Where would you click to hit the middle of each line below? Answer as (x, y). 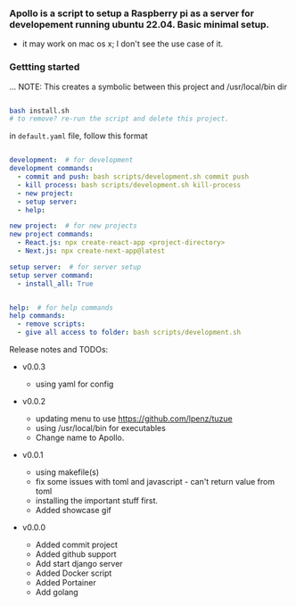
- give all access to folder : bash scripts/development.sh (129, 333)
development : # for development (71, 160)
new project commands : (51, 235)
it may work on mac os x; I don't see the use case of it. (123, 44)
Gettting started (45, 67)
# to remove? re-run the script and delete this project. (119, 119)
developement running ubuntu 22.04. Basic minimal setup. (140, 24)
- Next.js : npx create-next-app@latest (91, 251)
